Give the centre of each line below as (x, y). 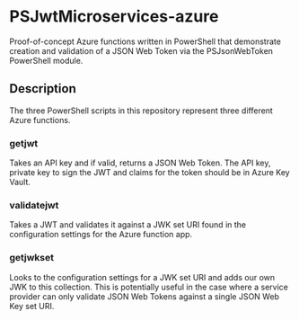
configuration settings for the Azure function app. (101, 235)
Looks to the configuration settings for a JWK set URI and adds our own (142, 277)
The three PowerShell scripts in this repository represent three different (141, 111)
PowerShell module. (46, 60)
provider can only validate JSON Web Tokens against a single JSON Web (145, 296)
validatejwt (34, 205)
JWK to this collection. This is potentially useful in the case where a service (149, 287)
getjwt (24, 143)
